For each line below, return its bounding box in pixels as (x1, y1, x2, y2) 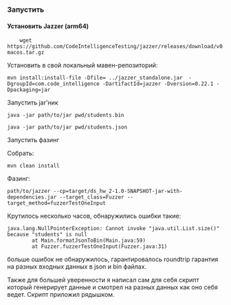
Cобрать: (7, 149, 34, 157)
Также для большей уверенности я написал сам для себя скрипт (7, 276, 199, 284)
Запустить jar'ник (7, 98, 58, 107)
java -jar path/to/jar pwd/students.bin (7, 112, 125, 119)
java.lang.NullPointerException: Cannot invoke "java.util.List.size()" (7, 225, 220, 232)
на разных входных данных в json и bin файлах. (7, 262, 146, 271)
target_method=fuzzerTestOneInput (7, 200, 107, 207)
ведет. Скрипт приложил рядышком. (7, 291, 115, 299)
